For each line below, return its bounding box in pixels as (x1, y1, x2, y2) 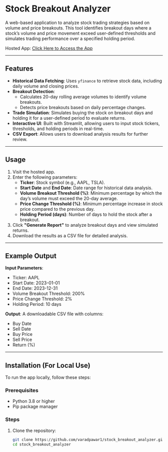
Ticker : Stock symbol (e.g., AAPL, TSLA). (19, 179, 105, 185)
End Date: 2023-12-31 (12, 285, 58, 291)
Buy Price (12, 331, 32, 337)
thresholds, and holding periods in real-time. (12, 126, 104, 132)
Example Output (5, 251, 56, 260)
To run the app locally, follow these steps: (5, 374, 91, 380)
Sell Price (12, 336, 32, 343)
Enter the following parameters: (12, 174, 77, 180)
